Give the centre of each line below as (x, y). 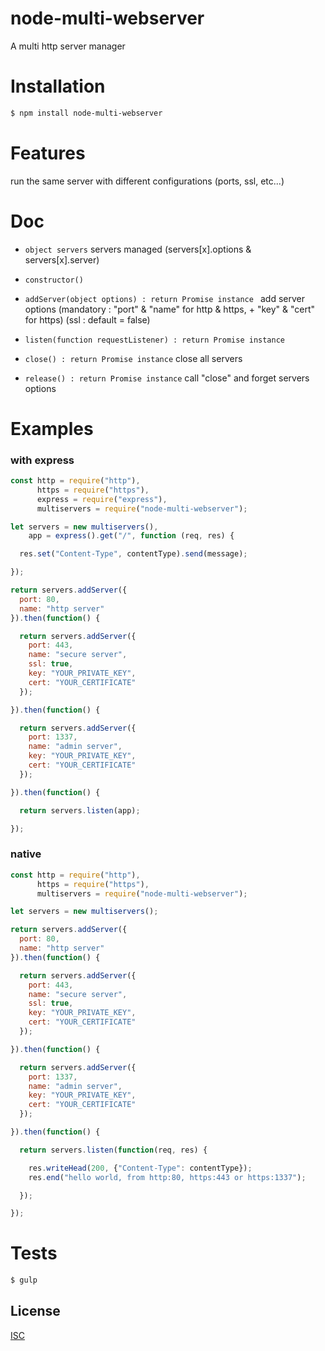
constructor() (54, 280)
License (35, 1311)
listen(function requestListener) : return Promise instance (155, 340)
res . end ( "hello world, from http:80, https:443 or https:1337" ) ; (167, 1177)
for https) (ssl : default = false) (87, 319)
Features (48, 153)
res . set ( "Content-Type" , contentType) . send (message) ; (133, 554)
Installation (58, 86)
